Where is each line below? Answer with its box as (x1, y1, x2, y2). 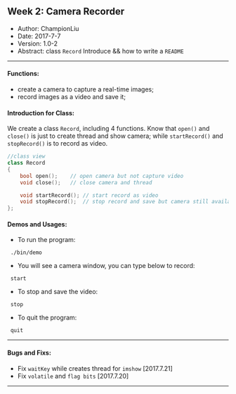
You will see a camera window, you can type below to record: (17, 262, 195, 270)
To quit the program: (17, 313, 77, 322)
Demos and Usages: (7, 220, 67, 228)
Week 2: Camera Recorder (7, 6, 125, 18)
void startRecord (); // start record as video (20, 191, 159, 199)
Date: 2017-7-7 (17, 32, 61, 40)
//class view (7, 153, 46, 160)
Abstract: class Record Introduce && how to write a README (17, 46, 184, 55)
